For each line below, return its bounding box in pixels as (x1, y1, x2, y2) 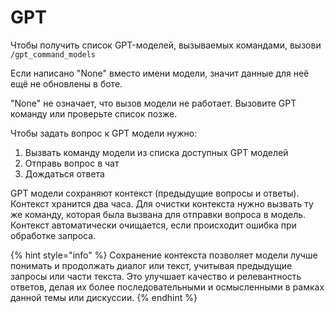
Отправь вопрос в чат (24, 157, 120, 169)
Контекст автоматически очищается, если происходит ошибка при (10, 219, 297, 231)
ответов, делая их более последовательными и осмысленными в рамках (10, 281, 325, 293)
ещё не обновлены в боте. (10, 77, 123, 90)
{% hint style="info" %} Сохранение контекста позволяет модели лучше (10, 249, 318, 261)
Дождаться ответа (24, 167, 105, 180)
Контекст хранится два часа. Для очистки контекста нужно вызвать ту (10, 197, 314, 210)
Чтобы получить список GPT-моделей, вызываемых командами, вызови (10, 39, 322, 51)
